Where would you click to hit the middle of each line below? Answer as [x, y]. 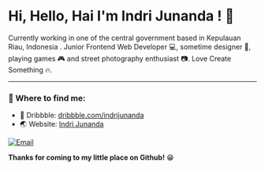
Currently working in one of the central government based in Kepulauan [125, 38]
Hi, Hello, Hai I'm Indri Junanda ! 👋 [121, 16]
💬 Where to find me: [47, 98]
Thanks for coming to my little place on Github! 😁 [91, 157]
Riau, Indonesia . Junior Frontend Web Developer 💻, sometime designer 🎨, [130, 46]
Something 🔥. [30, 69]
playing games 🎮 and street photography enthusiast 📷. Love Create [119, 58]
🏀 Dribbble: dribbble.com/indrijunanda [82, 115]
